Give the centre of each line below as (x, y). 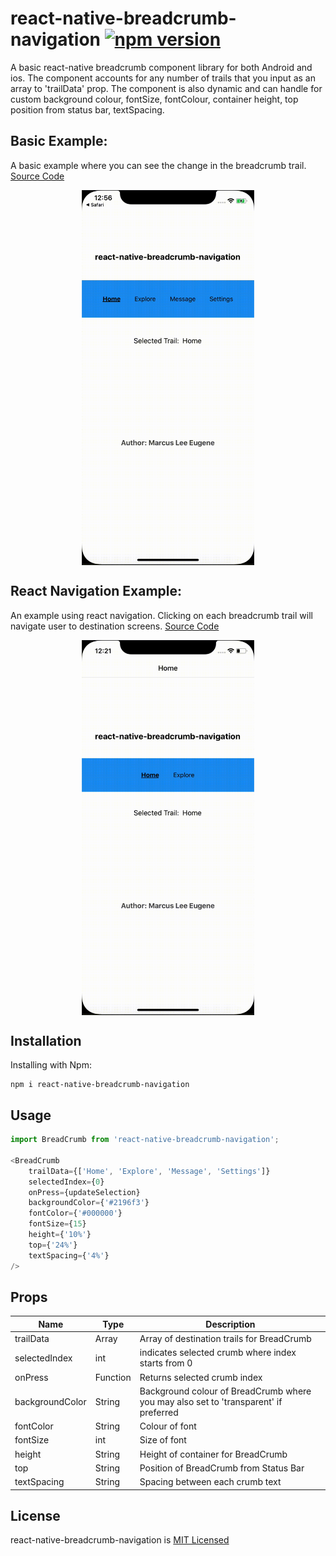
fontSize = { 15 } (57, 1224)
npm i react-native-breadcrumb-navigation (100, 1085)
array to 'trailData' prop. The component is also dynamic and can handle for (166, 88)
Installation (46, 1040)
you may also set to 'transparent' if (211, 1401)
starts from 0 (166, 1363)
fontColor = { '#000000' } (75, 1213)
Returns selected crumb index (201, 1377)
